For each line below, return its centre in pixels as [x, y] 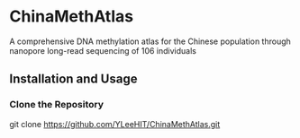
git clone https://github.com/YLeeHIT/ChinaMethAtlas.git [115, 124]
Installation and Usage [73, 79]
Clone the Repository [57, 105]
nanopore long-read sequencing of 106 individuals [103, 50]
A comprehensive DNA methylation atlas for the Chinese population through [150, 41]
